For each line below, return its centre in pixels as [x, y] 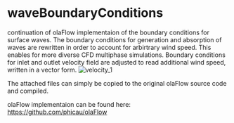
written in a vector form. [42, 70]
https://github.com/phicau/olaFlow [57, 112]
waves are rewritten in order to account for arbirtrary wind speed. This [109, 47]
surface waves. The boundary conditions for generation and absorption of [115, 39]
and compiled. [28, 91]
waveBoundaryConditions [85, 13]
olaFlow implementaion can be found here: [69, 104]
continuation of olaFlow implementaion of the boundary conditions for [108, 32]
